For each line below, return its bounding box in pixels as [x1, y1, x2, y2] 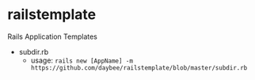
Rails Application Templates [7, 32, 98, 41]
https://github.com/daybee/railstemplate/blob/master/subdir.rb [30, 63, 248, 72]
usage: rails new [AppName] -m [30, 55, 134, 65]
